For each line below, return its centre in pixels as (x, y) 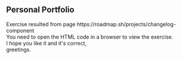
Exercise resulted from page (41, 24)
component (20, 30)
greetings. (19, 49)
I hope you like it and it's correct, (47, 43)
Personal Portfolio (40, 10)
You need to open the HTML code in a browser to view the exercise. (90, 37)
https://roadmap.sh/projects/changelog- (126, 24)
